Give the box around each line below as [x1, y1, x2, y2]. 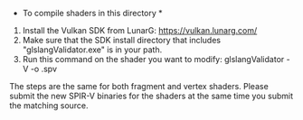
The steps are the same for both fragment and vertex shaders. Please [9, 81, 269, 91]
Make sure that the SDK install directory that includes [22, 35, 222, 45]
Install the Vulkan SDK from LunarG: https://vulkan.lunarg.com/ [22, 25, 258, 35]
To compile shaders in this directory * [22, 8, 163, 18]
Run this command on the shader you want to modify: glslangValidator [22, 54, 285, 64]
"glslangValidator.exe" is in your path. [22, 44, 163, 55]
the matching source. [9, 100, 89, 111]
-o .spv [30, 63, 57, 74]
